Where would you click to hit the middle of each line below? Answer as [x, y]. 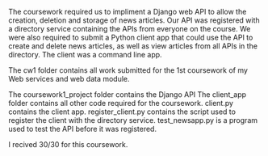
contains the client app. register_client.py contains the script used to [122, 112]
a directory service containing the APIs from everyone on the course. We [130, 29]
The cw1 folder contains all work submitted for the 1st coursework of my [128, 70]
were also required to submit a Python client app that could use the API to [131, 37]
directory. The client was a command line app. [86, 55]
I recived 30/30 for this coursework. [68, 144]
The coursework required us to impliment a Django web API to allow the [128, 12]
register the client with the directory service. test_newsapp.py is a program [133, 120]
